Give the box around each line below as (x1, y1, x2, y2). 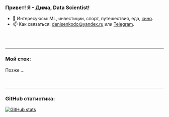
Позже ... (5, 67, 25, 73)
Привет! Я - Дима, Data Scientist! (5, 4, 90, 11)
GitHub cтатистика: (5, 95, 55, 102)
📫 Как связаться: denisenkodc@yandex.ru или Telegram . (12, 21, 135, 27)
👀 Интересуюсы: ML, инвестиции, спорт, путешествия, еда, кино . (12, 16, 153, 22)
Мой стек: (5, 55, 31, 63)
